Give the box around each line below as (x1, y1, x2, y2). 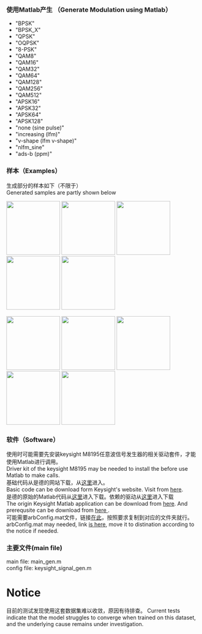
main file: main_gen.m (6, 558, 62, 565)
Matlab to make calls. (6, 471, 60, 479)
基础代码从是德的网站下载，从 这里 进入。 (6, 479, 108, 486)
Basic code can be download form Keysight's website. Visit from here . (6, 485, 184, 493)
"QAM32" (15, 66, 40, 73)
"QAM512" (15, 91, 42, 99)
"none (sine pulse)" (15, 124, 64, 131)
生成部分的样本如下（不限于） (6, 182, 81, 189)
